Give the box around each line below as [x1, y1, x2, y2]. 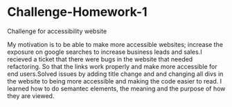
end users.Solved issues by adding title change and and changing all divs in [7, 70, 224, 78]
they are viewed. [7, 91, 55, 100]
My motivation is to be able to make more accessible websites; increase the [7, 40, 224, 48]
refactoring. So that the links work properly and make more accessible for [7, 62, 217, 70]
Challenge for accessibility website [7, 27, 107, 35]
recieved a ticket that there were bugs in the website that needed [7, 55, 193, 63]
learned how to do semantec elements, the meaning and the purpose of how [7, 84, 226, 93]
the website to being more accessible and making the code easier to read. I [7, 77, 222, 85]
